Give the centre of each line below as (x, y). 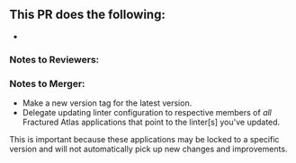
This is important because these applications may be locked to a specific (144, 140)
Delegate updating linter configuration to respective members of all (147, 113)
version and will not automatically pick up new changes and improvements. (148, 149)
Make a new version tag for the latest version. (107, 103)
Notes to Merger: (47, 83)
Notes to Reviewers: (54, 59)
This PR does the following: (88, 15)
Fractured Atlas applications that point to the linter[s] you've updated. (151, 122)
